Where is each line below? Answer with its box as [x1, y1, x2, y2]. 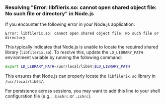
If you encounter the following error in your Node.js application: [5, 21, 135, 27]
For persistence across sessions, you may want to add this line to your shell [5, 88, 160, 94]
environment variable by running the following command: [5, 54, 122, 60]
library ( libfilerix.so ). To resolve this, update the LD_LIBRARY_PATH [5, 49, 143, 55]
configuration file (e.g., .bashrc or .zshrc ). [5, 93, 92, 99]
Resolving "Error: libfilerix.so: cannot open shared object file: [5, 4, 157, 11]
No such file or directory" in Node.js [5, 10, 94, 17]
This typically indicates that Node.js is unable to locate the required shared [5, 44, 159, 50]
